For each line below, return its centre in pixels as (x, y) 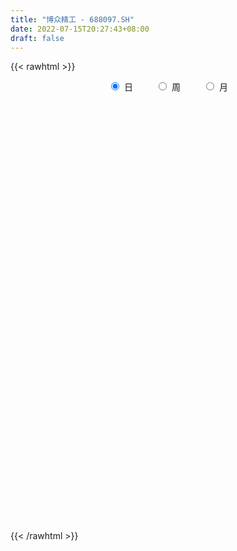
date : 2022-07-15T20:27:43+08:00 (80, 29)
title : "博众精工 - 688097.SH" (72, 19)
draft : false (37, 38)
